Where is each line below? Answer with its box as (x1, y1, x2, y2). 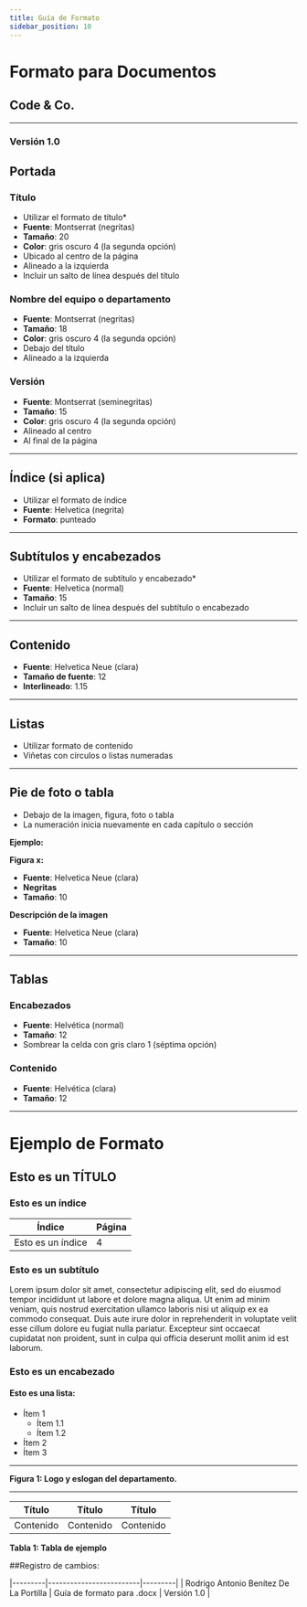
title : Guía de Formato (9, 13, 101, 23)
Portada (9, 164, 57, 179)
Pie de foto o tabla (9, 785, 114, 801)
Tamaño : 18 (22, 324, 68, 335)
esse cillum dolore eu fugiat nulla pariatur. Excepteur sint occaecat (9, 1323, 260, 1334)
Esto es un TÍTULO (9, 1169, 117, 1185)
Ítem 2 (22, 1437, 48, 1449)
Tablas (9, 972, 48, 987)
